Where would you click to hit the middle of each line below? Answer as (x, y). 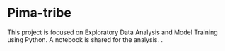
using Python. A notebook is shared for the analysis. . (85, 39)
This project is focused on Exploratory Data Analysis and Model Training (112, 32)
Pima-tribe (40, 13)
